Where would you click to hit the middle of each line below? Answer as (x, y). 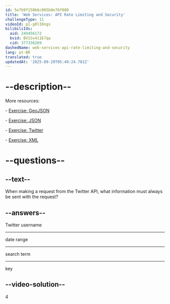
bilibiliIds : (19, 29)
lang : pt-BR (18, 52)
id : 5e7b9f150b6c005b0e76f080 (37, 10)
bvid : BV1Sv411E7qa (30, 39)
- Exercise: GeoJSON (27, 111)
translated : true (24, 57)
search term (18, 254)
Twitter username (24, 225)
